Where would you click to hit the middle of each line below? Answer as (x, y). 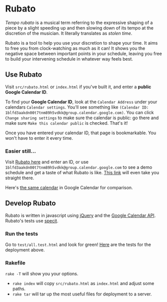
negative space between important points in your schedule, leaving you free (84, 54)
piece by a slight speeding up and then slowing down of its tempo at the (79, 28)
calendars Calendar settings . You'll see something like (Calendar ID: (77, 107)
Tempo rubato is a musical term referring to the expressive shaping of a (79, 23)
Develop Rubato (30, 203)
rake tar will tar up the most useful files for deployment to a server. (82, 294)
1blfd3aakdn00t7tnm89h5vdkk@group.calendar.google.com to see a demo (79, 167)
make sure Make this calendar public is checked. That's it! (66, 123)
